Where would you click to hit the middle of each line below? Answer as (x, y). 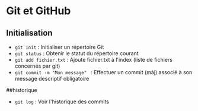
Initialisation (29, 33)
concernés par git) (37, 66)
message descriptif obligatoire (52, 79)
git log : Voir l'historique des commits (62, 102)
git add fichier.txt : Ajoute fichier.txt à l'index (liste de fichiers (94, 60)
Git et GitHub (39, 11)
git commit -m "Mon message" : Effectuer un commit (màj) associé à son (103, 72)
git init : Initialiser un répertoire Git (59, 47)
